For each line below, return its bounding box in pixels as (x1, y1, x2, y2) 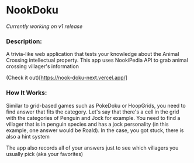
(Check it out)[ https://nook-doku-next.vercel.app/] (6, 74, 127, 81)
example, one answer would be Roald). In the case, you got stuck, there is (6, 126, 184, 134)
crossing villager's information (6, 63, 79, 70)
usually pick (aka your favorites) (6, 150, 84, 157)
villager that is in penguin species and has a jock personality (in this (6, 121, 169, 127)
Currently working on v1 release (6, 23, 83, 30)
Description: (6, 37, 42, 45)
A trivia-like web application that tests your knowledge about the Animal (6, 51, 179, 58)
